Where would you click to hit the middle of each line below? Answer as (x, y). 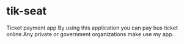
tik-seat (27, 11)
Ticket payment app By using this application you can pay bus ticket (92, 28)
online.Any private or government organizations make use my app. (90, 34)
